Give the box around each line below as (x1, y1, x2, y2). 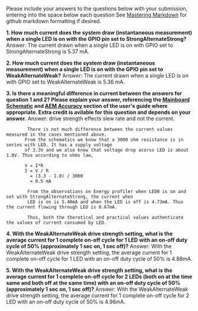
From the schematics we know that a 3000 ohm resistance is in (24, 137, 184, 143)
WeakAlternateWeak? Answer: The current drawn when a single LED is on (6, 72, 189, 79)
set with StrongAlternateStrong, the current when (6, 194, 134, 200)
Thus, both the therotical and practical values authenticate (27, 214, 184, 220)
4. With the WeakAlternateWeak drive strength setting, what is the (6, 230, 173, 237)
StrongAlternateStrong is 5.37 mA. (6, 48, 90, 55)
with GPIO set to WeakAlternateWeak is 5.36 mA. (6, 78, 125, 85)
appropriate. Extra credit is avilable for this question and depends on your (6, 109, 191, 116)
